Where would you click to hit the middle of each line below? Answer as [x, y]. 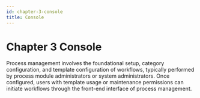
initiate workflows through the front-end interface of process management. [99, 89]
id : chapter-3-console [35, 12]
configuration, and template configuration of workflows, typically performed [100, 70]
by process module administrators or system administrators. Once [88, 76]
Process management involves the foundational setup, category [85, 63]
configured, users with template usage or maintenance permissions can [95, 82]
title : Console [25, 17]
